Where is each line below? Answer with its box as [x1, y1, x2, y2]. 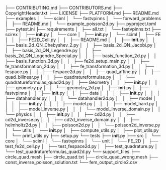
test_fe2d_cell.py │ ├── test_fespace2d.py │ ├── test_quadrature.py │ [5, 143, 158, 149]
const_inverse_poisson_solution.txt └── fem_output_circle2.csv [5, 159, 137, 165]
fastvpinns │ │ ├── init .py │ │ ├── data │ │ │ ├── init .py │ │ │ [5, 90, 160, 96]
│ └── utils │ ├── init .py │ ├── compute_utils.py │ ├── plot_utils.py [5, 127, 159, 133]
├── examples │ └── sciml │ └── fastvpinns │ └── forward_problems [5, 16, 161, 21]
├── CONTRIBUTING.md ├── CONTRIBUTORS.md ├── [5, 5, 122, 11]
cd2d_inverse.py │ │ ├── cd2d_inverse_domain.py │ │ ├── [5, 117, 140, 122]
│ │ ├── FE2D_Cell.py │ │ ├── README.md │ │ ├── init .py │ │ [5, 37, 155, 43]
